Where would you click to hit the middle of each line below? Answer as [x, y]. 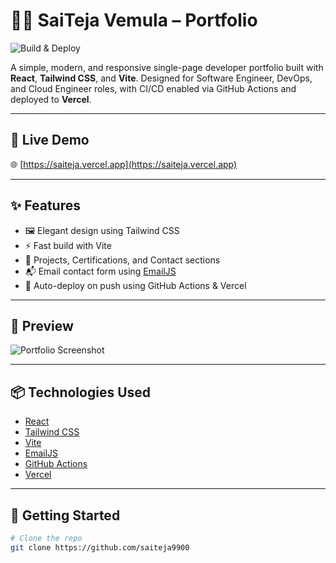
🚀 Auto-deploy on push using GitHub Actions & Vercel [135, 285]
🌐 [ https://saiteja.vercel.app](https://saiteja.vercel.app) [124, 164]
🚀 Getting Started [65, 515]
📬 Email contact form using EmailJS [100, 271]
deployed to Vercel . [51, 99]
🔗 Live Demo [50, 140]
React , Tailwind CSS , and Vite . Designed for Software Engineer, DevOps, [161, 78]
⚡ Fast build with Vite [68, 245]
